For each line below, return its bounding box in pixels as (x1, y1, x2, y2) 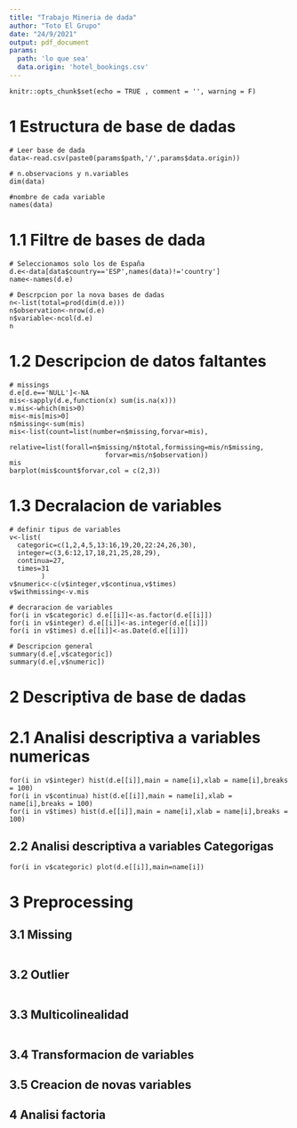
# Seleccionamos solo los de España (9, 259, 145, 268)
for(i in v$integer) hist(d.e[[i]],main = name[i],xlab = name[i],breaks (9, 776, 289, 785)
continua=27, (17, 556, 66, 565)
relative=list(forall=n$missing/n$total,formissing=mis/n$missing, (9, 442, 265, 452)
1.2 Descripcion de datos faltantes (9, 350, 267, 371)
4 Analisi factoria (9, 1108, 107, 1123)
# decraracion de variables (9, 602, 114, 612)
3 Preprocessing (9, 891, 134, 912)
